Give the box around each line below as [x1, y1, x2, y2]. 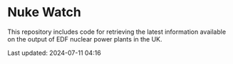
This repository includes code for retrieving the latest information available [7, 27, 227, 36]
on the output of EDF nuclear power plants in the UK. [7, 34, 162, 43]
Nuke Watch [7, 4, 82, 20]
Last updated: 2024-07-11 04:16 [7, 49, 101, 57]
